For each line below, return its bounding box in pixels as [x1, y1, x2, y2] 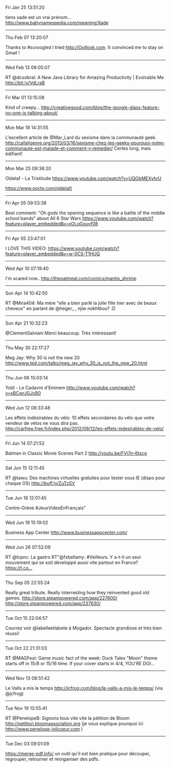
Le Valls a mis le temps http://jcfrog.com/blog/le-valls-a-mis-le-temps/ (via [5, 685, 163, 691]
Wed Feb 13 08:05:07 [5, 64, 50, 71]
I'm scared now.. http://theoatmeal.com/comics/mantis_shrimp [5, 276, 136, 281]
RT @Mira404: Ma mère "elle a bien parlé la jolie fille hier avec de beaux [5, 300, 157, 306]
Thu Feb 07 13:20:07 [5, 34, 48, 40]
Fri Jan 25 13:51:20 [5, 5, 45, 10]
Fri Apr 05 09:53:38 [5, 200, 47, 206]
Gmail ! [5, 50, 20, 56]
